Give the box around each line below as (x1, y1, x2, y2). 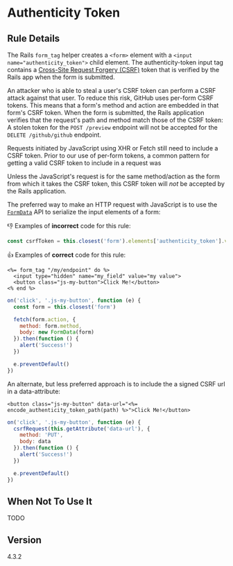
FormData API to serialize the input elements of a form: (7, 208, 161, 216)
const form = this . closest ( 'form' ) (13, 303, 116, 310)
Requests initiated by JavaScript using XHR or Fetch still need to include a (7, 144, 218, 152)
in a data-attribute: (7, 387, 61, 395)
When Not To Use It (7, 495, 92, 507)
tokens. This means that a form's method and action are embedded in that (7, 101, 219, 109)
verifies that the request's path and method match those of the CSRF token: (7, 116, 223, 124)
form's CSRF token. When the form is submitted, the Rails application (7, 109, 205, 117)
